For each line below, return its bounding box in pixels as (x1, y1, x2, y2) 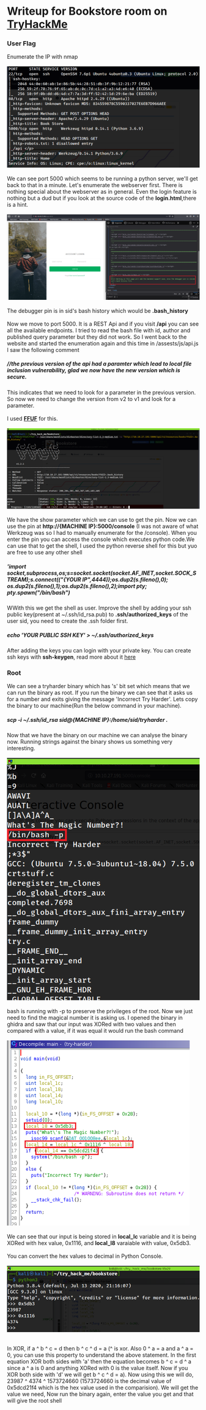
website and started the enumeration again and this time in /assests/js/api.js (7, 339, 199, 347)
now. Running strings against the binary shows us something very (7, 738, 173, 746)
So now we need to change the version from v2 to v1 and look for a (7, 395, 176, 402)
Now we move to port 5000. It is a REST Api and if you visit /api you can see (7, 320, 199, 328)
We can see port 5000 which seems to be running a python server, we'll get (7, 175, 198, 182)
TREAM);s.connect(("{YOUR (7, 575, 81, 583)
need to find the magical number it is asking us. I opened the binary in (7, 1014, 183, 1022)
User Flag (7, 39, 36, 48)
